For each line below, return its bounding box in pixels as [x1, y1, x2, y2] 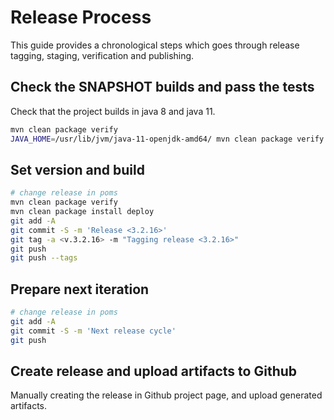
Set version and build [10, 161, 145, 178]
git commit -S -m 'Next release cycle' [10, 326, 177, 336]
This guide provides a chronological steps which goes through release [10, 39, 300, 51]
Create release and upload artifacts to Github [10, 363, 298, 380]
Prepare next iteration [10, 281, 150, 298]
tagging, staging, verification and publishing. [10, 49, 195, 61]
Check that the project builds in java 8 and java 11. [10, 105, 216, 117]
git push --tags [10, 253, 78, 263]
